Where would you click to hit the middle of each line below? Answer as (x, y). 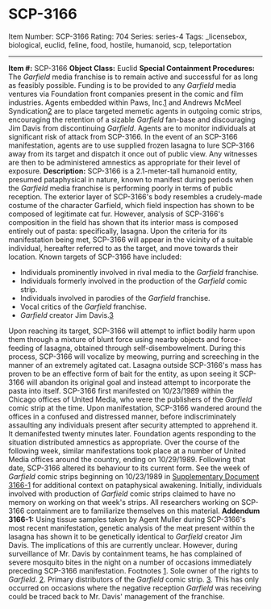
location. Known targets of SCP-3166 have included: (95, 257)
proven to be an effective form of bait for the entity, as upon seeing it (123, 373)
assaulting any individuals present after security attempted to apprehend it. (133, 425)
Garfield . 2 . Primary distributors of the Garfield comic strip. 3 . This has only (134, 579)
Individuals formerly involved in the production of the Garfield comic (133, 281)
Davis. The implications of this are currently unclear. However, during (123, 544)
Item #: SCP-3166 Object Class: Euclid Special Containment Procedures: (132, 68)
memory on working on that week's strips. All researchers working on (124, 502)
